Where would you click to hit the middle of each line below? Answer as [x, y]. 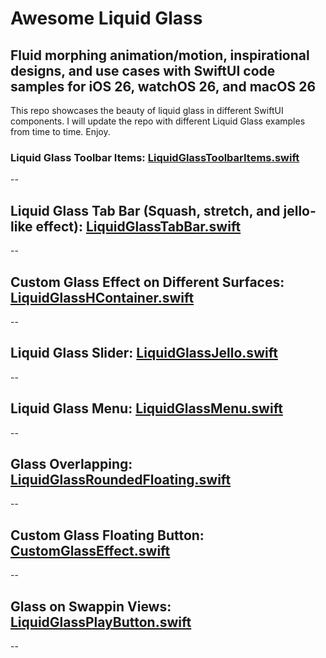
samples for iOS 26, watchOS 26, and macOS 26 [163, 86]
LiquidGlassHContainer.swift [102, 297]
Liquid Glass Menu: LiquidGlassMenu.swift [146, 408]
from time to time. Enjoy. [60, 131]
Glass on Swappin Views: [91, 606]
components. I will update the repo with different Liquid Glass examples [158, 121]
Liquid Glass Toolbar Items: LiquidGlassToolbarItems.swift [155, 157]
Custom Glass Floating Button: [107, 535]
